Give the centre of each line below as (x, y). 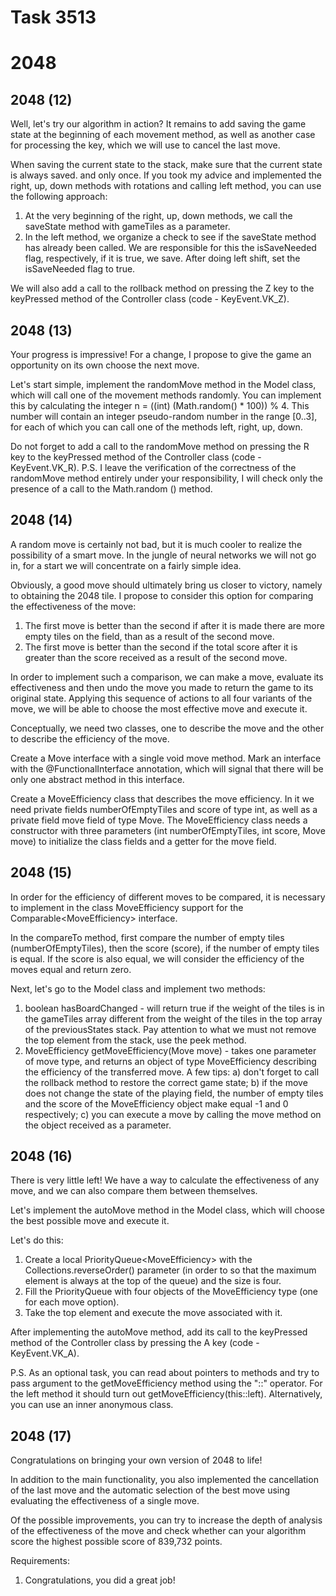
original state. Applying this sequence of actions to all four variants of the (161, 698)
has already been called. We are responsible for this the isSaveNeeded (170, 248)
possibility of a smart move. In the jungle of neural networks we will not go (163, 555)
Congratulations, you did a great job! (100, 1580)
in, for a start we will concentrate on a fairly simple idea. (126, 565)
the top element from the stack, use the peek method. (135, 1040)
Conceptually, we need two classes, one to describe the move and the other (167, 728)
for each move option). (72, 1302)
